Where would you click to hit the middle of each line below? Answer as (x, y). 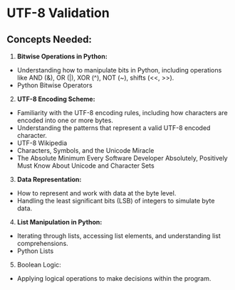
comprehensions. (42, 243)
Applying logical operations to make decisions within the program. (114, 278)
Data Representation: (49, 179)
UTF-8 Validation (58, 13)
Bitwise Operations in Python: (62, 56)
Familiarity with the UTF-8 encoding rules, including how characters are (122, 113)
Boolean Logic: (39, 265)
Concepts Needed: (49, 39)
